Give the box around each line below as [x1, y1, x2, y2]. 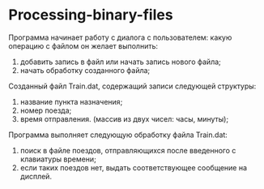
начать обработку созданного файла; [19, 65, 151, 75]
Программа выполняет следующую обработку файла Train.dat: [8, 130, 228, 140]
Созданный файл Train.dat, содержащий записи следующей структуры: [8, 81, 257, 91]
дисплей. [19, 171, 53, 181]
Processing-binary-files [8, 6, 173, 24]
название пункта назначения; [19, 97, 123, 106]
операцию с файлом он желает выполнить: [8, 41, 159, 50]
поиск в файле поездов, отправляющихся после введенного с [19, 145, 236, 155]
